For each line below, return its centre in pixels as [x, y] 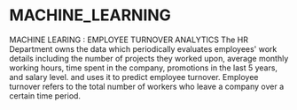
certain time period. [45, 95]
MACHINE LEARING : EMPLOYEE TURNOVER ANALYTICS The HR [129, 40]
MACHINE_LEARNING [90, 15]
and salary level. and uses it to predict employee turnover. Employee [134, 77]
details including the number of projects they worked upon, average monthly [149, 58]
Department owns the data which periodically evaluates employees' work [143, 48]
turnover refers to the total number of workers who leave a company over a [147, 86]
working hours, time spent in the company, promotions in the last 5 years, [143, 68]
